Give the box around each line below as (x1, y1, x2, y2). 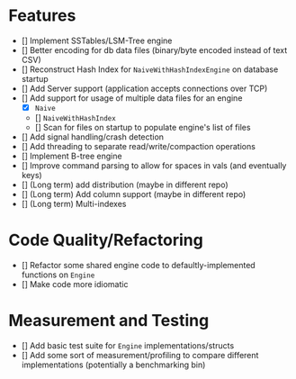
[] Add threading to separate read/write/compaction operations (21, 141, 256, 151)
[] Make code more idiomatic (21, 278, 129, 289)
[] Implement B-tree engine (21, 150, 122, 161)
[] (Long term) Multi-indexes (21, 199, 127, 209)
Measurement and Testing (8, 311, 210, 331)
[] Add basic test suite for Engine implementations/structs (21, 339, 235, 351)
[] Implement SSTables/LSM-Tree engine (21, 35, 173, 46)
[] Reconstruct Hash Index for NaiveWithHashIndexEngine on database (21, 64, 279, 75)
